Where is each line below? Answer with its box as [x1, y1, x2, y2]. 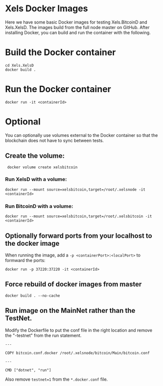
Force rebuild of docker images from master [5, 280, 142, 288]
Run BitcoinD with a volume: [5, 203, 73, 209]
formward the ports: [5, 257, 46, 263]
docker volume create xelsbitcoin [7, 165, 78, 170]
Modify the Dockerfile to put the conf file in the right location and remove [5, 327, 153, 333]
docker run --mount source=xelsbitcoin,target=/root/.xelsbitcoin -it [5, 214, 152, 219]
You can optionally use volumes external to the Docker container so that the [5, 132, 158, 138]
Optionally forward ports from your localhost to [5, 232, 153, 240]
